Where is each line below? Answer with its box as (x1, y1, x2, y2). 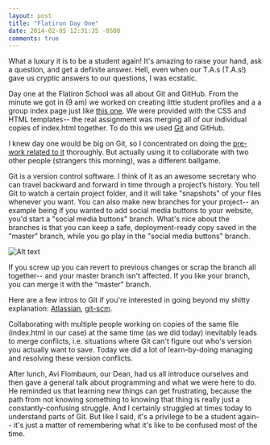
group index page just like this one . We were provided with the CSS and (8, 106, 247, 116)
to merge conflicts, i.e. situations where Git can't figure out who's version (8, 336, 252, 346)
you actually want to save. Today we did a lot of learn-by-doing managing (8, 345, 253, 355)
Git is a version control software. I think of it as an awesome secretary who (8, 171, 256, 181)
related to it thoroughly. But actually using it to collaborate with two (27, 147, 249, 157)
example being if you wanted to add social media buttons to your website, (8, 206, 254, 216)
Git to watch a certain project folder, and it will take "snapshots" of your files (8, 188, 262, 198)
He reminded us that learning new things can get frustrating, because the (8, 386, 252, 396)
